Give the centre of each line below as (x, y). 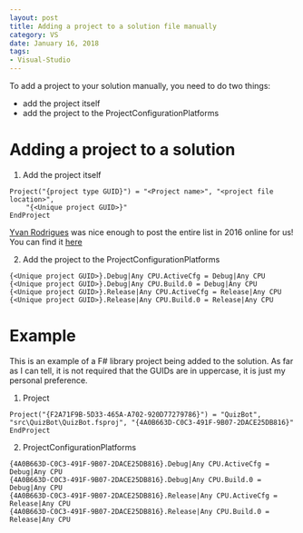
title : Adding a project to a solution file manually (113, 26)
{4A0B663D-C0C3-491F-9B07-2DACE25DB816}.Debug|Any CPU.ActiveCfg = (140, 464)
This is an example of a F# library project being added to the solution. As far (151, 360)
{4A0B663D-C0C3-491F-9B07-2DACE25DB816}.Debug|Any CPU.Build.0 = (135, 479)
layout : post (34, 18)
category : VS (34, 35)
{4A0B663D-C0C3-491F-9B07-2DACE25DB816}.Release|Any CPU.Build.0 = (140, 511)
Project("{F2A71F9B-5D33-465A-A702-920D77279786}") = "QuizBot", (135, 414)
